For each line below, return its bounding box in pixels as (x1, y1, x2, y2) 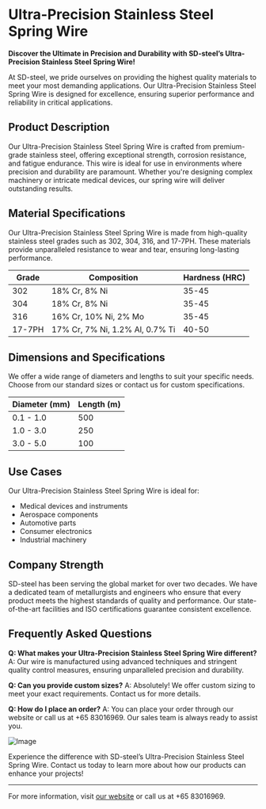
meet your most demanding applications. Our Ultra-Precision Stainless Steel (8, 81, 256, 90)
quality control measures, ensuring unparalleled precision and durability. (8, 665, 244, 674)
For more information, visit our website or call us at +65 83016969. (8, 791, 226, 801)
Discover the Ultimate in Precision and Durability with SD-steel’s (8, 48, 224, 58)
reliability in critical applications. (8, 97, 113, 107)
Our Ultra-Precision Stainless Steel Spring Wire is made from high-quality (8, 227, 248, 237)
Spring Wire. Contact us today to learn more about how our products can (8, 760, 246, 769)
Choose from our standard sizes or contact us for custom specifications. (8, 380, 245, 390)
